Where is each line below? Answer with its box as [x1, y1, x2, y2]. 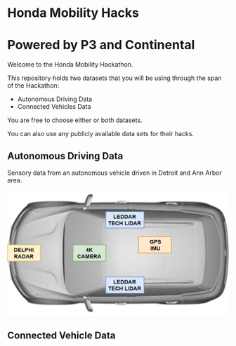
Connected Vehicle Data [7, 329, 116, 341]
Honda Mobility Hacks [7, 5, 139, 21]
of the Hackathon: [7, 81, 60, 90]
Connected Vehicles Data [17, 102, 91, 111]
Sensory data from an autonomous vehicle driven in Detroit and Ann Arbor [7, 168, 223, 177]
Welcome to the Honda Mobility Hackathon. [7, 60, 133, 69]
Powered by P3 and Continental [7, 37, 195, 53]
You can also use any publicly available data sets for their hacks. [7, 130, 195, 138]
